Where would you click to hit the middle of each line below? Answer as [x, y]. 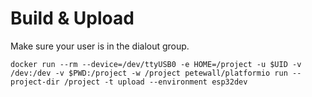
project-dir [35, 82]
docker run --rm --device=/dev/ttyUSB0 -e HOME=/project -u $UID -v [156, 64]
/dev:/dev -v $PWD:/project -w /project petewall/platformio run [149, 73]
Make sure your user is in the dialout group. [100, 46]
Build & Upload [72, 18]
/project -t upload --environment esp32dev [155, 82]
